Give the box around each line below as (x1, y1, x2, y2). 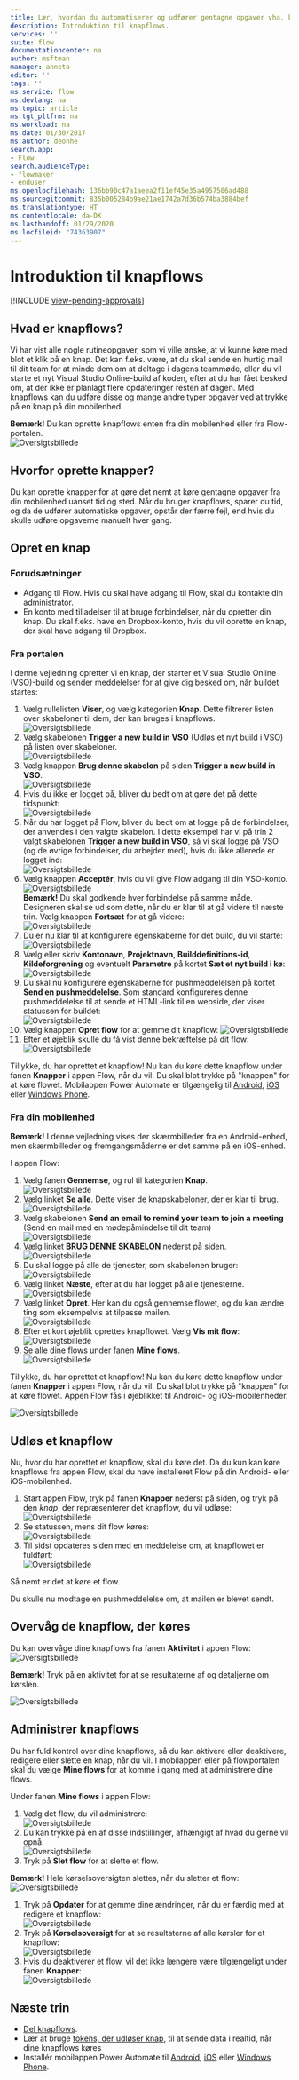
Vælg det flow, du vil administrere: (22, 1808, 148, 1819)
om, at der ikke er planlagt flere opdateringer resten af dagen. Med (10, 383, 255, 393)
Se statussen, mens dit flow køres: (22, 1521, 149, 1532)
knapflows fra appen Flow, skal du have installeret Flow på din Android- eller (10, 1466, 290, 1477)
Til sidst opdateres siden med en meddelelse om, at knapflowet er (22, 1540, 264, 1551)
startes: (10, 686, 38, 697)
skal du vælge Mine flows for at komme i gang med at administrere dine (10, 1764, 273, 1774)
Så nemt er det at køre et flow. (10, 1576, 121, 1587)
